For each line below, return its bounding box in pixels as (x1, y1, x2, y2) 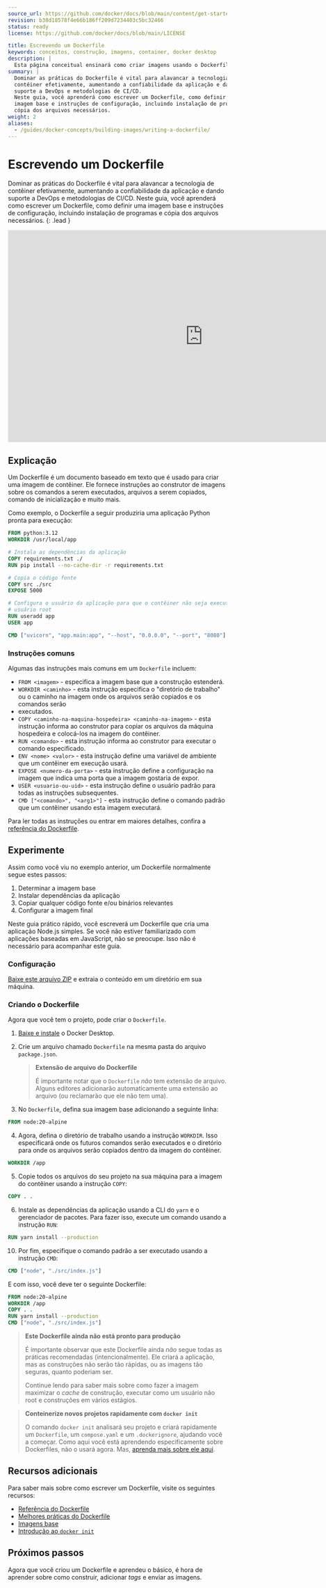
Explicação (8, 454, 57, 467)
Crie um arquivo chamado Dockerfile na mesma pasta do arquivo (17, 1043, 206, 1051)
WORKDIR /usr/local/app (8, 536, 77, 543)
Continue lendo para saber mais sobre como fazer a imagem (24, 1381, 199, 1389)
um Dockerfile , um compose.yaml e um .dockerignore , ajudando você (24, 1431, 223, 1439)
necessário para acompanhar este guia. (8, 942, 122, 950)
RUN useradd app (8, 613, 55, 620)
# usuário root (8, 607, 52, 614)
